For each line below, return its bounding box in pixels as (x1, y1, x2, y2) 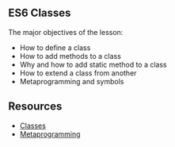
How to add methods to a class (19, 51, 121, 60)
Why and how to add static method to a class (19, 60, 168, 69)
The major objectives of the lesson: (8, 27, 124, 37)
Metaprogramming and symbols (19, 76, 124, 86)
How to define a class (19, 43, 91, 52)
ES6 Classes (8, 6, 71, 20)
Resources (8, 99, 63, 114)
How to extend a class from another (19, 68, 137, 78)
